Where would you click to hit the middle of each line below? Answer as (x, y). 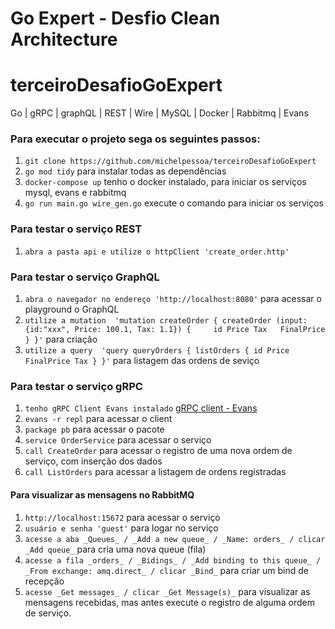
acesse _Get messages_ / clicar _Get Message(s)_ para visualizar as (167, 591)
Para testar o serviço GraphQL (85, 277)
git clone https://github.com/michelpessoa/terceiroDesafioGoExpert (170, 162)
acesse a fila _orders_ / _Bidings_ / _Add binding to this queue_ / (173, 560)
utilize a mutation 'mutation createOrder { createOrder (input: (166, 321)
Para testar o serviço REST (76, 229)
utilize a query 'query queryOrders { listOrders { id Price (157, 351)
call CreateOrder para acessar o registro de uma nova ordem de (158, 451)
